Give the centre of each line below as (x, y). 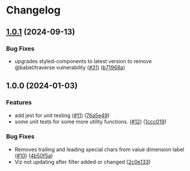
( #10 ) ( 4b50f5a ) (34, 155)
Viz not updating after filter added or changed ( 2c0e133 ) (82, 162)
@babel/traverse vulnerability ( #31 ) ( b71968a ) (70, 67)
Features (19, 102)
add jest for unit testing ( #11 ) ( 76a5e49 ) (62, 115)
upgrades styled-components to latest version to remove (83, 61)
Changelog (33, 10)
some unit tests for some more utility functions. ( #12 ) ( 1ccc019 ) (90, 121)
